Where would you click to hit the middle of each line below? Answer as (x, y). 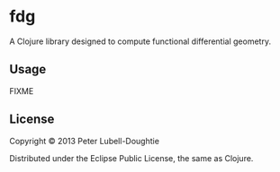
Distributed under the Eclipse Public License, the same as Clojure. (131, 158)
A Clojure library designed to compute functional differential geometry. (140, 41)
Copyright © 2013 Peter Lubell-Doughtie (85, 141)
